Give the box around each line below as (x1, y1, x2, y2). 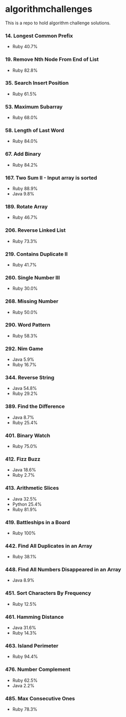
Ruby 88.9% (12, 186, 38, 192)
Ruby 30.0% (12, 285, 38, 291)
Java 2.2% (12, 682, 35, 688)
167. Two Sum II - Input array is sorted (5, 174, 98, 181)
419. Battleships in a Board (5, 519, 70, 525)
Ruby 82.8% (12, 67, 38, 73)
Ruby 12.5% (12, 601, 37, 607)
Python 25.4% (12, 501, 42, 507)
